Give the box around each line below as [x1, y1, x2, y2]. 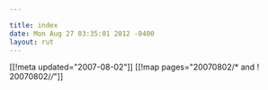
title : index [9, 20, 58, 29]
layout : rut [9, 37, 54, 46]
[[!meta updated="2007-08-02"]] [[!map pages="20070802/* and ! [9, 61, 260, 72]
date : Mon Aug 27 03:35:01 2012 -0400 [9, 29, 155, 38]
